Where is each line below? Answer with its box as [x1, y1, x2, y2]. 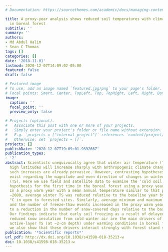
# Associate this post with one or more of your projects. [5, 123, 135, 128]
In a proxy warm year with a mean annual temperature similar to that [9, 188, 160, 193]
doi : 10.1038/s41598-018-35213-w [5, 239, 75, 244]
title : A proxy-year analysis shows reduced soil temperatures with [5, 16, 151, 22]
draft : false [5, 72, 32, 78]
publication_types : [5, 151, 46, 156]
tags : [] [5, 49, 23, 54]
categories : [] [5, 54, 37, 59]
